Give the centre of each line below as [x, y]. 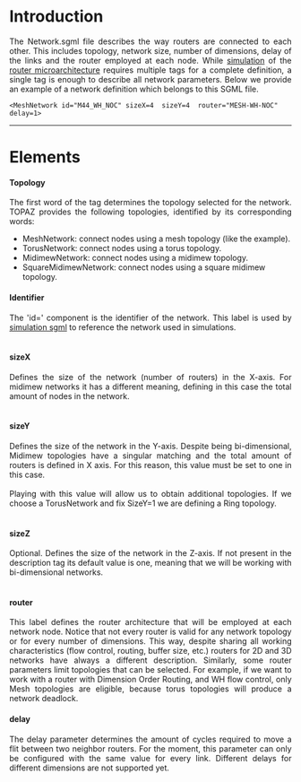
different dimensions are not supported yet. [90, 768]
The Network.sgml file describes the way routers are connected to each [150, 41]
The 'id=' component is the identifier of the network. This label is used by [150, 317]
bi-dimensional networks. [56, 572]
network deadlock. [44, 699]
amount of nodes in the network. [69, 395]
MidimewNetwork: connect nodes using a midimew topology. [135, 258]
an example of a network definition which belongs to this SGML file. [134, 89]
